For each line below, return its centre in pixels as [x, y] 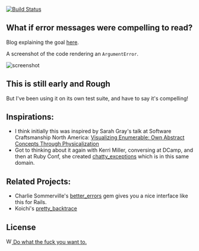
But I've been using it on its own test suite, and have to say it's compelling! [97, 98]
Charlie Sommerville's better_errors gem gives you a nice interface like [101, 196]
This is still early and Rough [59, 84]
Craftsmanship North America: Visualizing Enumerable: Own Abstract [99, 137]
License [21, 227]
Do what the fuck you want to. [50, 242]
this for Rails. [31, 202]
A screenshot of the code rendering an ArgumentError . [72, 54]
